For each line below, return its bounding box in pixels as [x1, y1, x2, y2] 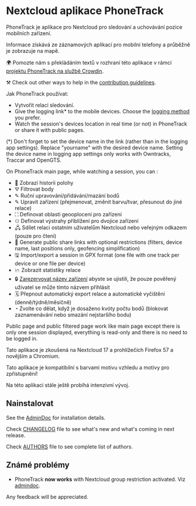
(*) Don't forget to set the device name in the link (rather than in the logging [6, 138, 188, 145]
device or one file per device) [14, 260, 86, 267]
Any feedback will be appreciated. [6, 493, 89, 500]
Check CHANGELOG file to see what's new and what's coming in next [6, 425, 174, 432]
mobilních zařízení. [6, 29, 51, 36]
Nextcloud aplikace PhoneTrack [6, 4, 164, 18]
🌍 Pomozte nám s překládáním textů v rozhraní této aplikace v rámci [6, 59, 172, 66]
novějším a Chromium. [6, 352, 60, 359]
